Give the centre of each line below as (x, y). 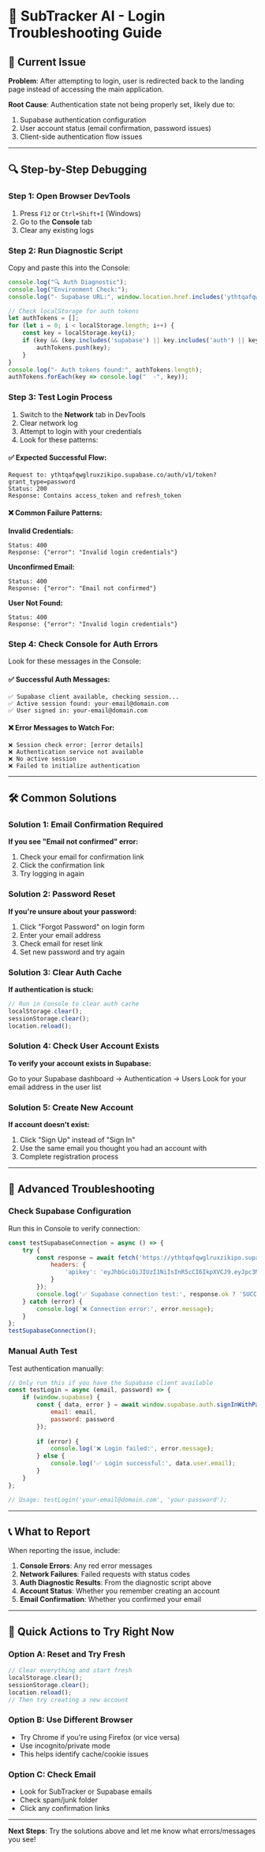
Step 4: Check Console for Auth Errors (83, 644)
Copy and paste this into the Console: (69, 267)
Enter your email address (60, 935)
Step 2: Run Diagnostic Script (66, 250)
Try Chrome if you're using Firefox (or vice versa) (100, 1737)
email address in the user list (55, 1087)
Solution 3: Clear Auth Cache (65, 972)
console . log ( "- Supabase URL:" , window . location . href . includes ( (116, 297)
